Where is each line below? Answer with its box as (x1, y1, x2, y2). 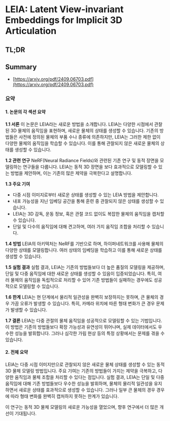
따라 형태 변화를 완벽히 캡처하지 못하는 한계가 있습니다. (10, 393, 119, 399)
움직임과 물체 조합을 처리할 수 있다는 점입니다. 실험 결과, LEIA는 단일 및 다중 (14, 374, 165, 380)
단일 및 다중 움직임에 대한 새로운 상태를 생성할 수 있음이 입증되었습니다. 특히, (5, 270, 157, 277)
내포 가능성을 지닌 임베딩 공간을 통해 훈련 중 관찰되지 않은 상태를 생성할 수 (12, 198, 159, 204)
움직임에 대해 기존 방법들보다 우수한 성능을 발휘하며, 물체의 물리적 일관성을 (5, 380, 153, 386)
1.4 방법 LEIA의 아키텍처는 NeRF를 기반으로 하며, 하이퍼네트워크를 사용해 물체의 (5, 240, 164, 247)
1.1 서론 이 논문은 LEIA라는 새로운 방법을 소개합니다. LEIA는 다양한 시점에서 (5, 121, 153, 127)
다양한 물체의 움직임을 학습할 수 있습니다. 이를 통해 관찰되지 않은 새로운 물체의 (5, 140, 160, 146)
